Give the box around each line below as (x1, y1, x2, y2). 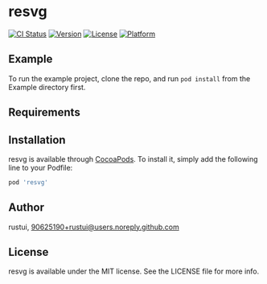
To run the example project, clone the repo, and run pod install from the (8, 73, 251, 83)
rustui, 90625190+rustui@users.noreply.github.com (8, 222, 179, 232)
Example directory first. (8, 82, 86, 92)
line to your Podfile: (8, 163, 73, 172)
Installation (8, 133, 66, 146)
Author (8, 200, 44, 215)
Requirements (8, 105, 80, 119)
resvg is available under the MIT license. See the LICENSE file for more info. (8, 266, 260, 276)
